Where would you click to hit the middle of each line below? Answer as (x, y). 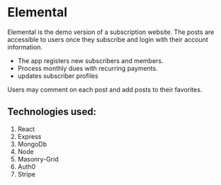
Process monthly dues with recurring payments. (87, 68)
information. (25, 47)
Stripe (26, 174)
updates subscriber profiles (58, 76)
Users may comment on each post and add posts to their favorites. (105, 89)
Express (29, 136)
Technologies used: (52, 112)
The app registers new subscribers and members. (91, 60)
